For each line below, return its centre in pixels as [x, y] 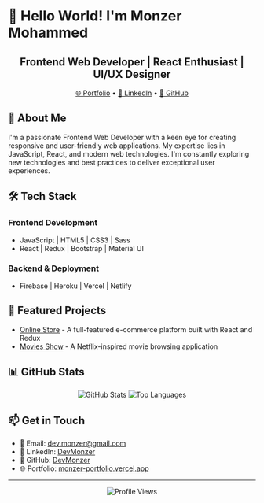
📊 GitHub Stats [46, 372]
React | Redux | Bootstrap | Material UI [81, 248]
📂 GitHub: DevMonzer [55, 460]
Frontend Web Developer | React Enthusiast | [132, 62]
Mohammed [48, 33]
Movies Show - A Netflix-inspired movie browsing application [119, 346]
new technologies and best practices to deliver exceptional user [112, 162]
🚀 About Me [37, 118]
